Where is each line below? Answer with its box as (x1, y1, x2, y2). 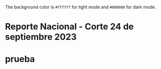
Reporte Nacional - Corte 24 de (5, 21, 134, 32)
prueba (5, 53, 35, 65)
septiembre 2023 (5, 32, 77, 43)
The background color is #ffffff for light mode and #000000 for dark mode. (5, 4, 156, 10)
